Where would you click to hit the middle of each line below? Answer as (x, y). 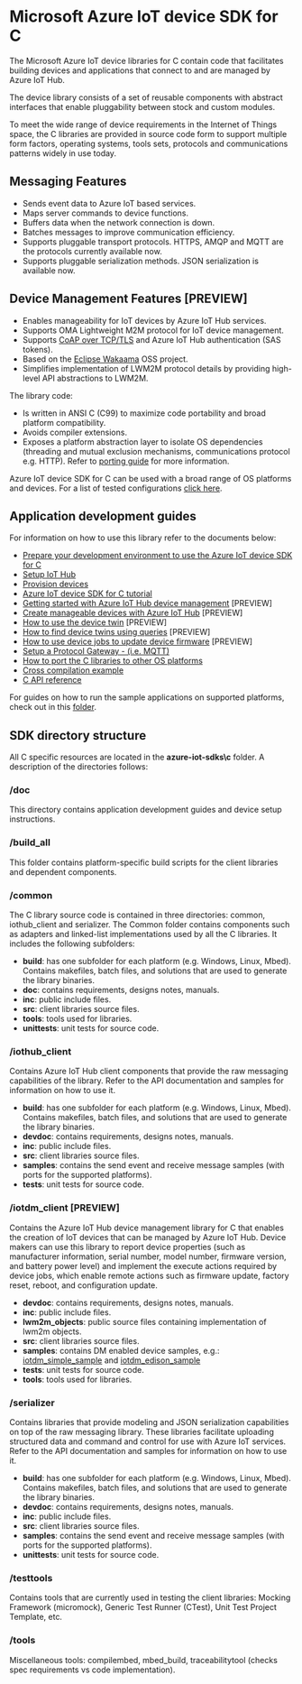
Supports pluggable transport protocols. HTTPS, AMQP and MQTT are (153, 242)
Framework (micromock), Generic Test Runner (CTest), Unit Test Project (143, 1607)
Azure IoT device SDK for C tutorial (87, 594)
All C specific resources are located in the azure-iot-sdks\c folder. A (137, 757)
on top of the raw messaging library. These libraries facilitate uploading (142, 1431)
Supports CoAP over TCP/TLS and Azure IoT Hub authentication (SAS (151, 339)
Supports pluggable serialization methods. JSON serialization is (141, 261)
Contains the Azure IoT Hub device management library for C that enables (146, 1228)
